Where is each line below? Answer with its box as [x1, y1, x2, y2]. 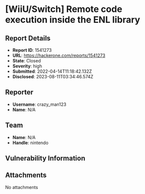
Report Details [5, 34, 51, 42]
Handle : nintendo [12, 140, 48, 146]
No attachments [5, 184, 38, 190]
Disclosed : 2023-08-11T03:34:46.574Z [12, 74, 93, 79]
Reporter [5, 88, 33, 97]
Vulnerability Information [5, 154, 85, 163]
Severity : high [12, 63, 42, 69]
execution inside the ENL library [5, 14, 140, 25]
